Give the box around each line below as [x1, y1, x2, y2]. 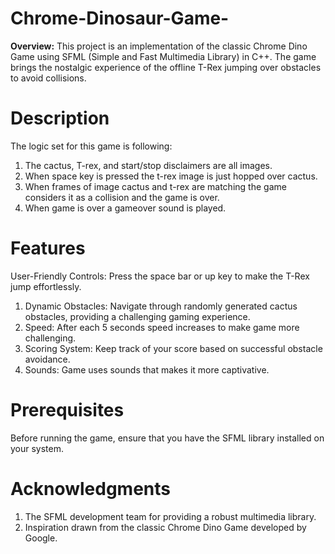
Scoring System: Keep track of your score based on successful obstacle [24, 342, 323, 354]
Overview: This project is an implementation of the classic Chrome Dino [10, 40, 308, 52]
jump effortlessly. [10, 280, 82, 292]
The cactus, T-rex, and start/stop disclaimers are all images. [24, 159, 273, 171]
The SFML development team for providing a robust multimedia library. [24, 510, 317, 522]
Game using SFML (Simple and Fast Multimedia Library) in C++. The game [10, 50, 317, 62]
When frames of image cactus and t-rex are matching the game [24, 180, 287, 192]
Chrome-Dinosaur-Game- [10, 7, 230, 30]
